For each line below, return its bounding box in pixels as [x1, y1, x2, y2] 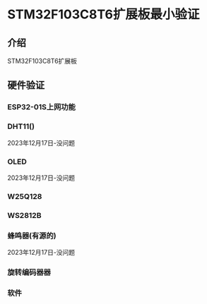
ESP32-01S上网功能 [7, 102, 76, 112]
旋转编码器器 [7, 267, 52, 277]
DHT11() [7, 121, 35, 131]
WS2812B [7, 210, 42, 220]
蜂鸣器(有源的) [7, 231, 57, 241]
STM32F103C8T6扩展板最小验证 [7, 6, 200, 23]
